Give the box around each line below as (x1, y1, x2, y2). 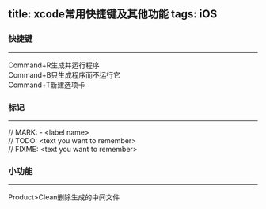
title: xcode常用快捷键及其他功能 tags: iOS (8, 7, 218, 21)
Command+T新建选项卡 (8, 80, 85, 89)
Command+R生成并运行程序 (8, 60, 101, 70)
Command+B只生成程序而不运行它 (8, 70, 121, 79)
